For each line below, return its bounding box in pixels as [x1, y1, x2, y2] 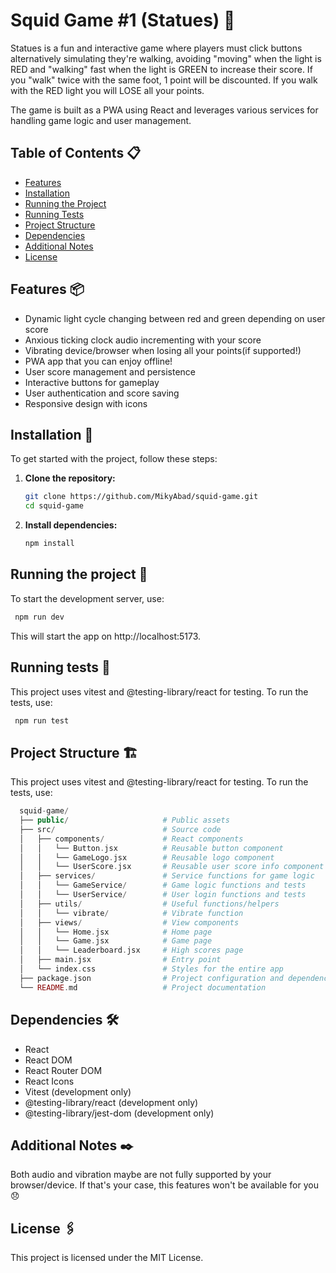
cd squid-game [24, 501, 84, 511]
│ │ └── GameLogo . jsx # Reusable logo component [19, 852, 275, 863]
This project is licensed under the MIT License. [10, 1252, 204, 1264]
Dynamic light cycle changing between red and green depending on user [24, 312, 326, 324]
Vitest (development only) [24, 1085, 132, 1098]
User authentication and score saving [24, 387, 180, 399]
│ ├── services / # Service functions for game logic [19, 871, 315, 881]
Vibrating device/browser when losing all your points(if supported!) [24, 344, 302, 356]
